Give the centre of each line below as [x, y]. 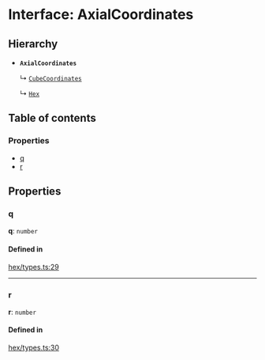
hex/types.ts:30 [34, 348]
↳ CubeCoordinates [50, 78]
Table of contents [52, 118]
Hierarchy [33, 44]
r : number [22, 312]
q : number [23, 231]
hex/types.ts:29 [34, 267]
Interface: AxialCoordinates [101, 15]
